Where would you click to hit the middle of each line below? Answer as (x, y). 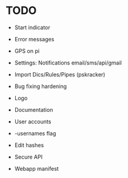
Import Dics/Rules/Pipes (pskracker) (60, 74)
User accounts (33, 122)
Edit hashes (29, 145)
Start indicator (32, 27)
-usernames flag (35, 133)
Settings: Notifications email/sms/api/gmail (68, 63)
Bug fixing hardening (41, 86)
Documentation (34, 109)
